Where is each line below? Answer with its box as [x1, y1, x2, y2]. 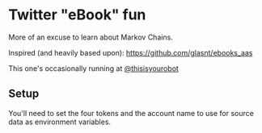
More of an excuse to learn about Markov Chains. [8, 32, 174, 42]
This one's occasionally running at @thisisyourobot [8, 63, 180, 73]
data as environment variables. [8, 117, 112, 127]
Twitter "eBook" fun [8, 6, 146, 24]
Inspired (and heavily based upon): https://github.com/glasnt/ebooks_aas [8, 48, 253, 57]
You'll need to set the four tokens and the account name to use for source [8, 108, 255, 118]
